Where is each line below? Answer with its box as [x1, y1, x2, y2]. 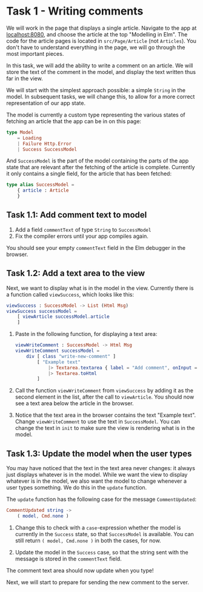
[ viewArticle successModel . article [17, 314, 110, 320]
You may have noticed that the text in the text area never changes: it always [6, 465, 196, 472]
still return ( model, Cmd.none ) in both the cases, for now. [15, 537, 162, 544]
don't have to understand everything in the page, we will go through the [6, 44, 185, 51]
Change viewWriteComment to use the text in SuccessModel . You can [15, 418, 181, 425]
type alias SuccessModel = [6, 182, 75, 188]
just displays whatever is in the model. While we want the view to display [6, 471, 188, 479]
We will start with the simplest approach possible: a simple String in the [6, 86, 186, 93]
